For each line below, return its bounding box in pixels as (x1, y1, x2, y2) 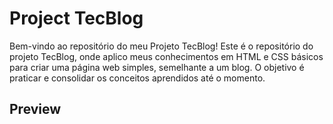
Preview (9, 101, 62, 118)
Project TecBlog (9, 7, 144, 30)
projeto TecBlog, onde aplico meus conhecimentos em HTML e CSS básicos (9, 50, 324, 62)
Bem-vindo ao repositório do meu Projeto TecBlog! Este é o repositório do (9, 40, 314, 52)
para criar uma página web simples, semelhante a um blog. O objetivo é (9, 61, 305, 73)
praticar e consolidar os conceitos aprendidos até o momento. (9, 72, 266, 84)
